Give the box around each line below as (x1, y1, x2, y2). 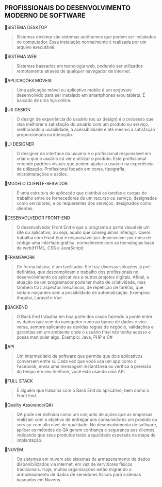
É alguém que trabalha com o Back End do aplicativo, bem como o (16, 387, 149, 393)
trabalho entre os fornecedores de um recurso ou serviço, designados (16, 195, 157, 201)
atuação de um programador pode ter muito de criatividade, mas (16, 279, 146, 285)
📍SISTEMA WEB (4, 53, 37, 59)
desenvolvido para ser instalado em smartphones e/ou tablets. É (16, 92, 146, 98)
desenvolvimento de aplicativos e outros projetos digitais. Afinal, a (16, 274, 149, 280)
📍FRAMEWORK (4, 254, 35, 260)
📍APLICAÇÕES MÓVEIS (4, 77, 52, 83)
